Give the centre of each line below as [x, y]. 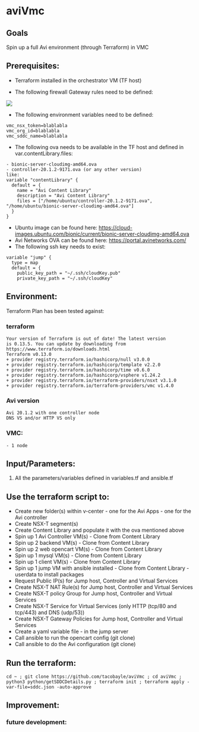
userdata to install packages [49, 575]
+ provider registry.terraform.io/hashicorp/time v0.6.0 [78, 370]
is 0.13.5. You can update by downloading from [66, 344]
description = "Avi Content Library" [64, 196]
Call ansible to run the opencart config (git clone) [75, 638]
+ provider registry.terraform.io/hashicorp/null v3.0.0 [78, 359]
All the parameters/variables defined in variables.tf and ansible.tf [94, 478]
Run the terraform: [41, 663]
